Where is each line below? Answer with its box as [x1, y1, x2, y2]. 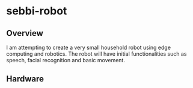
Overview [6, 28, 44, 38]
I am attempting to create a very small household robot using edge [6, 44, 171, 51]
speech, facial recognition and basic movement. [6, 57, 125, 63]
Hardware [6, 74, 44, 84]
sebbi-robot [6, 4, 67, 18]
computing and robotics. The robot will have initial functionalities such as [6, 50, 187, 57]
